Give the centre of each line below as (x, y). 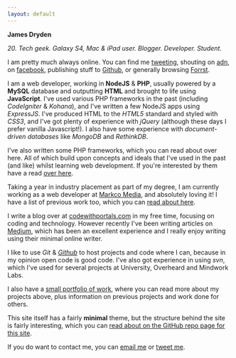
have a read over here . (40, 173)
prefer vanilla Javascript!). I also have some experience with (95, 128)
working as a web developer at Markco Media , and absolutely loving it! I (113, 194)
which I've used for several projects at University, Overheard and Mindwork (118, 267)
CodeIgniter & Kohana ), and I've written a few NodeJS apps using (104, 106)
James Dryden (29, 34)
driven (17, 136)
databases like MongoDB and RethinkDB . (88, 136)
